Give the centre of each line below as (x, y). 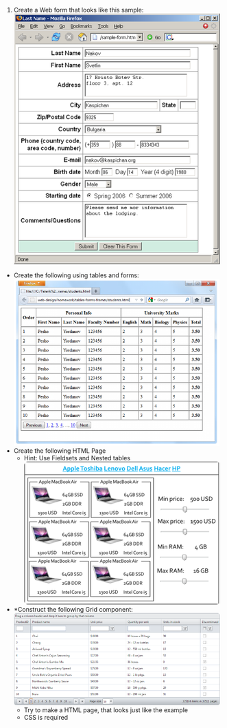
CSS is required (46, 717)
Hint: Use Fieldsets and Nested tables (77, 458)
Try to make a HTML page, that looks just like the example (106, 710)
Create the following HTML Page (60, 451)
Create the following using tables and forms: (76, 275)
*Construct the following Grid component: (73, 609)
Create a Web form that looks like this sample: (79, 10)
